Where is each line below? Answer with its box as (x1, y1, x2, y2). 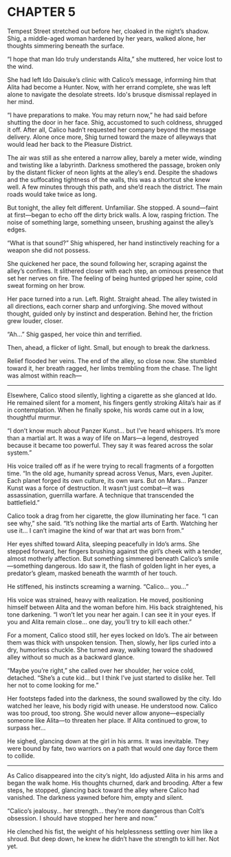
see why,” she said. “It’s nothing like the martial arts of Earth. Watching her (7, 519, 218, 527)
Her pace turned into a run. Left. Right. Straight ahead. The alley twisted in (7, 294, 218, 303)
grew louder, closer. (7, 316, 63, 324)
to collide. (7, 752, 36, 760)
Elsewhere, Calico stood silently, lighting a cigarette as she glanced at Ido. (7, 391, 217, 400)
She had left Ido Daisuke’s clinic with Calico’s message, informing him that (7, 75, 217, 83)
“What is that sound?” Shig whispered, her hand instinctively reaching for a (7, 238, 220, 247)
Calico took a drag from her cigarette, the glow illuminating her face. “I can (7, 511, 219, 520)
